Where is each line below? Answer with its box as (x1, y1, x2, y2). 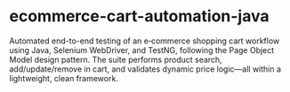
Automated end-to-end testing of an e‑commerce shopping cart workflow (9, 35, 280, 46)
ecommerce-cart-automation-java (9, 6, 270, 27)
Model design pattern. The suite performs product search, (9, 54, 222, 65)
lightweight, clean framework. (9, 73, 118, 83)
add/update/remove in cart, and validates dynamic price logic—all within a (9, 64, 282, 74)
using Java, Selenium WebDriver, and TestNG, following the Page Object (9, 44, 275, 55)
